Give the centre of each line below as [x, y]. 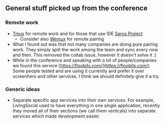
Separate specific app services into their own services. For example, [84, 100]
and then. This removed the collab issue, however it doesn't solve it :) [85, 55]
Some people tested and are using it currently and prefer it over [78, 71]
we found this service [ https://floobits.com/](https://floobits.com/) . [81, 65]
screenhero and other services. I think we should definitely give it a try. [86, 76]
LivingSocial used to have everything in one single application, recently [86, 105]
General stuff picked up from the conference [76, 8]
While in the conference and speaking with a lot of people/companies [85, 60]
